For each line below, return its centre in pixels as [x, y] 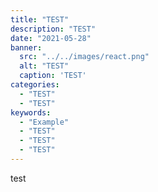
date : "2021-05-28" [51, 38]
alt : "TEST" [44, 66]
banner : [26, 47]
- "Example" [44, 122]
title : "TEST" [40, 19]
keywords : [31, 112]
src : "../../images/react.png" [84, 57]
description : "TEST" [53, 29]
